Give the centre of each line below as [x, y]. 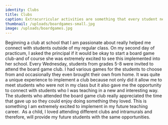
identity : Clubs [22, 10]
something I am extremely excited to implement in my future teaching [76, 106]
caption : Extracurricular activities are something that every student [81, 19]
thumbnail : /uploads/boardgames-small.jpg [50, 24]
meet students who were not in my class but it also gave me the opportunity [83, 85]
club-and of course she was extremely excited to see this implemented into [83, 58]
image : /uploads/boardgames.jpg [39, 28]
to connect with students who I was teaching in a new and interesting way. [82, 90]
